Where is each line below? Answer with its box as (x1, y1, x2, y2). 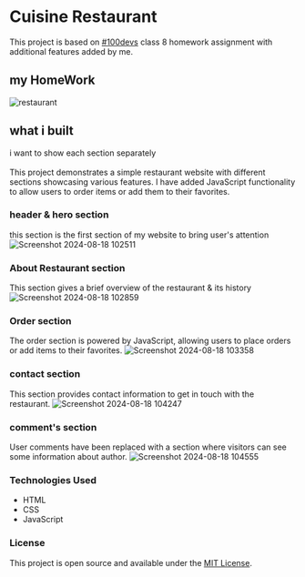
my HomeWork (9, 73, 96, 88)
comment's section (9, 420, 97, 433)
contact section (9, 368, 81, 380)
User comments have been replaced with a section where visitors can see (9, 441, 287, 452)
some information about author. (9, 451, 127, 462)
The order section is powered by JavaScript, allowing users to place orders (9, 335, 291, 347)
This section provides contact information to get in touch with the (9, 389, 255, 400)
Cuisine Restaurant (9, 6, 158, 27)
